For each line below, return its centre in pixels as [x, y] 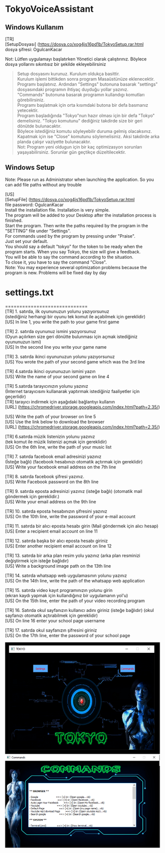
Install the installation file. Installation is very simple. [57, 210]
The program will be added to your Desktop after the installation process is [81, 215]
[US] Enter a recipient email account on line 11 [51, 531]
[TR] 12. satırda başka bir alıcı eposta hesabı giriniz [56, 541]
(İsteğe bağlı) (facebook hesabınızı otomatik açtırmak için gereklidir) [74, 461]
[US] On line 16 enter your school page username [55, 620]
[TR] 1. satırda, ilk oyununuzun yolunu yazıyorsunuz [57, 311]
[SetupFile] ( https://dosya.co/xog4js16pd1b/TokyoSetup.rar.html [70, 199]
